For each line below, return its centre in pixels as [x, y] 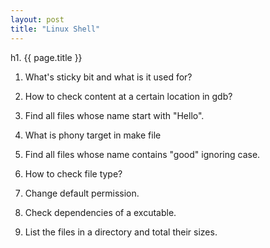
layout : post [37, 19]
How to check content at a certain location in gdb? [128, 96]
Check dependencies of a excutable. [100, 212]
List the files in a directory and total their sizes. [121, 232]
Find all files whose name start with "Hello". [114, 115]
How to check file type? [73, 173]
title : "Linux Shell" [55, 29]
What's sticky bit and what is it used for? [108, 77]
